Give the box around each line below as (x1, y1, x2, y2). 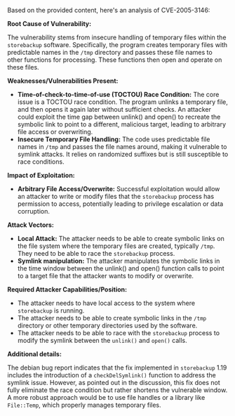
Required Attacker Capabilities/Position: (7, 285, 128, 294)
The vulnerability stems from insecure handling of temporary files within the (7, 33, 227, 41)
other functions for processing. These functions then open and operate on (7, 56, 222, 64)
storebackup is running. (17, 306, 85, 315)
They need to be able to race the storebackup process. (17, 249, 175, 257)
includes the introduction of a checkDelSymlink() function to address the (7, 371, 216, 379)
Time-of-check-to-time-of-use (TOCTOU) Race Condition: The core (17, 91, 220, 98)
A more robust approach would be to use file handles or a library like (7, 394, 206, 401)
